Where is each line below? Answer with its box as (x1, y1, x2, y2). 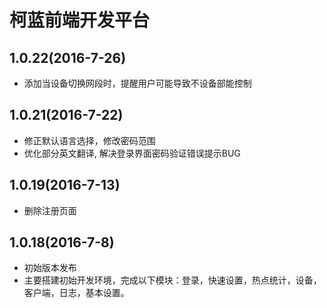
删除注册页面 (23, 204, 77, 216)
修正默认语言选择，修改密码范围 (23, 134, 156, 146)
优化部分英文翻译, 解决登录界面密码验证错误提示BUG (23, 147, 241, 159)
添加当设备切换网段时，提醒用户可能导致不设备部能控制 (23, 77, 252, 89)
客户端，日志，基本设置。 (23, 287, 130, 299)
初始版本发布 (23, 262, 77, 274)
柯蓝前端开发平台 (9, 9, 151, 32)
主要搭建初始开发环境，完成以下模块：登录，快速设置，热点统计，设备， (23, 274, 322, 286)
